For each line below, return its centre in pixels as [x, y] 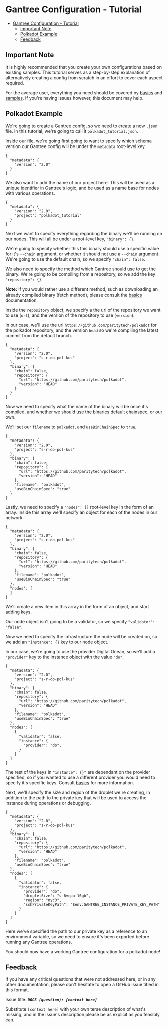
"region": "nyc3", [42, 900]
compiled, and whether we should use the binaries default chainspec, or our [84, 412]
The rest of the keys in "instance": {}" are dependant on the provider [78, 772]
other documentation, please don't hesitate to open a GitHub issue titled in [82, 985]
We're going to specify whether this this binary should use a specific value [82, 248]
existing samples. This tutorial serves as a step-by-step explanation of [78, 72]
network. [15, 517]
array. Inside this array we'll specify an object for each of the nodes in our [81, 512]
